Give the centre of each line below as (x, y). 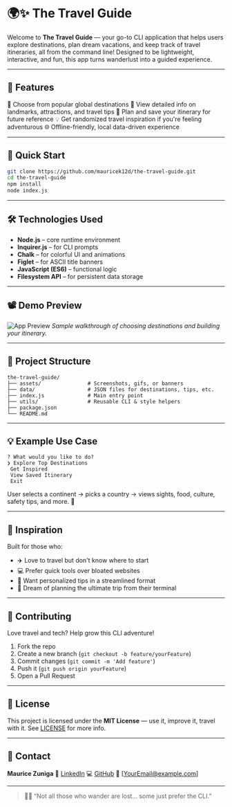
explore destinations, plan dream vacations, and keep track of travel (104, 44)
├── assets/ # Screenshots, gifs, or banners (96, 383)
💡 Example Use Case (52, 441)
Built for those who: (35, 547)
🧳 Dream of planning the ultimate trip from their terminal (97, 588)
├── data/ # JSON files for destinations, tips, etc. (111, 389)
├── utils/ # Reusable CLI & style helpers (94, 401)
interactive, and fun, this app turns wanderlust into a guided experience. (110, 59)
